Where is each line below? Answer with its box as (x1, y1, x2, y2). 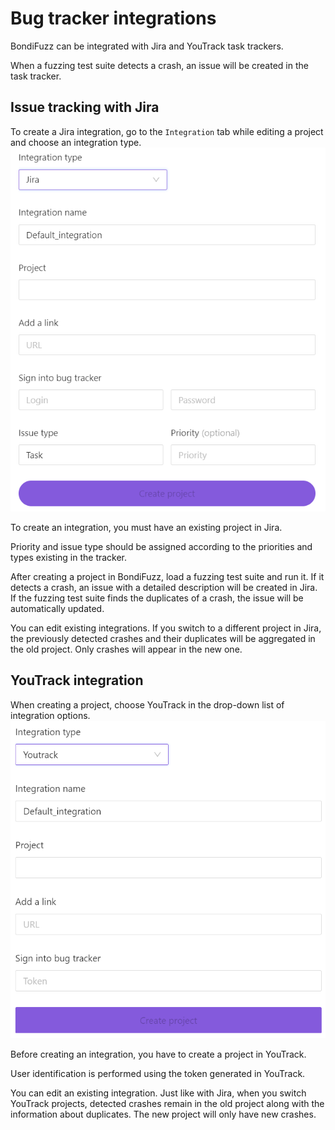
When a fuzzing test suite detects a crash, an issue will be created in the (10, 59, 309, 71)
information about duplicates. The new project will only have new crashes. (10, 1108, 317, 1120)
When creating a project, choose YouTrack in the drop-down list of (10, 698, 285, 711)
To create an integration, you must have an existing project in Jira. (10, 521, 283, 533)
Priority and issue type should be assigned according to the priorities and (10, 540, 313, 552)
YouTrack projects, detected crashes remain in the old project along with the (10, 1097, 325, 1109)
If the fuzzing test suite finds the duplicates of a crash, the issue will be (10, 592, 304, 604)
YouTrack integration (10, 672, 144, 689)
